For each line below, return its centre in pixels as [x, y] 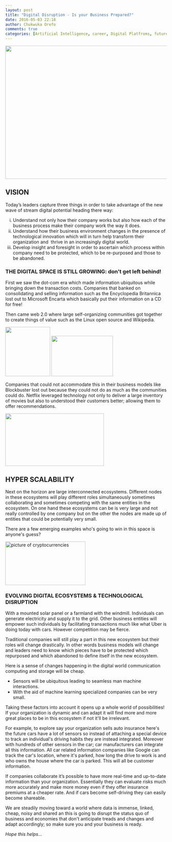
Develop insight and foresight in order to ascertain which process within [89, 247]
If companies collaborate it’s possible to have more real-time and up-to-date [86, 776]
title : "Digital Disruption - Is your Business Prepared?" [70, 15]
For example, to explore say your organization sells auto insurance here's [82, 728]
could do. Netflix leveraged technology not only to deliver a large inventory [84, 396]
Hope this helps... [24, 834]
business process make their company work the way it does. [77, 225]
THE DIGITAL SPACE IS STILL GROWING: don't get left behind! [83, 271]
